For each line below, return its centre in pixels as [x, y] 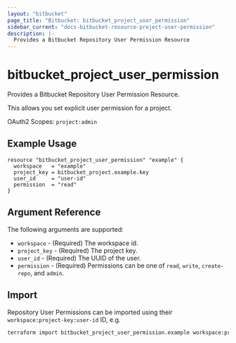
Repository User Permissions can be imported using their [90, 312]
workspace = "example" [50, 166]
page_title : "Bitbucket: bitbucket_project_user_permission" [99, 20]
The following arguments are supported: [66, 229]
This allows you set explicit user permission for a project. [90, 108]
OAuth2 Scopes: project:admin [52, 122]
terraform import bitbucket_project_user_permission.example [99, 332]
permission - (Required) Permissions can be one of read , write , [109, 266]
